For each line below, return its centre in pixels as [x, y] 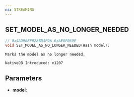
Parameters [24, 78]
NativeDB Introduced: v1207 [34, 63]
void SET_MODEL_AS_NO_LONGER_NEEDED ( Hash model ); [58, 46]
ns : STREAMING [20, 10]
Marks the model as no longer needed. [45, 55]
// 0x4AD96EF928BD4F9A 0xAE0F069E [41, 41]
